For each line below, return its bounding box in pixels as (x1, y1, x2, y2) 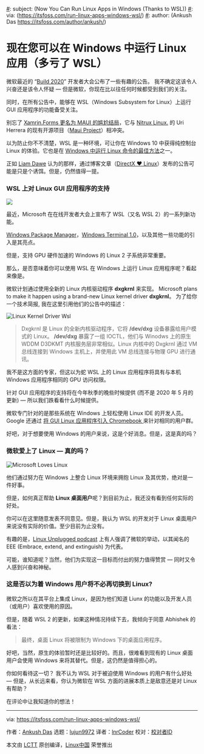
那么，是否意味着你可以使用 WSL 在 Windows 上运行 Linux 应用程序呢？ (6, 265, 186, 272)
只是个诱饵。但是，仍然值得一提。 (16, 167, 102, 175)
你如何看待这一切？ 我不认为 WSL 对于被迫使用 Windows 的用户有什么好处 (6, 669, 192, 677)
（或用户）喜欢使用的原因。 (6, 602, 76, 610)
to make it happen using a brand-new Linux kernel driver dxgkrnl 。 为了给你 (6, 293, 197, 300)
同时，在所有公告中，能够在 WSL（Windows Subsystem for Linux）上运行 (6, 98, 191, 105)
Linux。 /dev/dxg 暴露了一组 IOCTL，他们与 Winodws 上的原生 (33, 333, 191, 340)
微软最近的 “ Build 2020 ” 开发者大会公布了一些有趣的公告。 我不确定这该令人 (6, 77, 197, 85)
